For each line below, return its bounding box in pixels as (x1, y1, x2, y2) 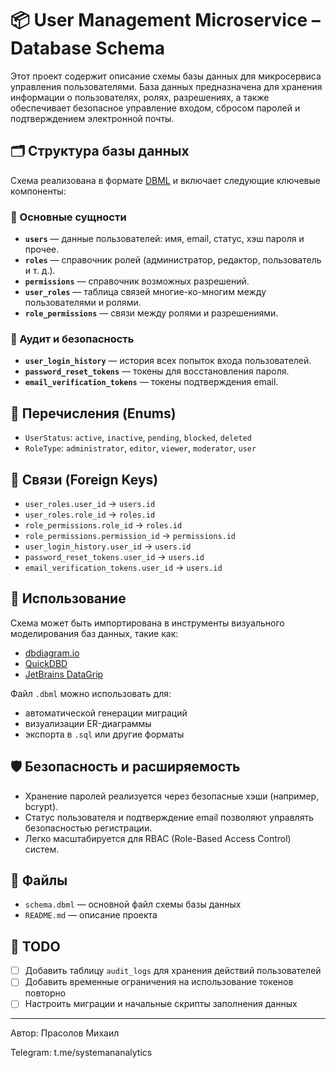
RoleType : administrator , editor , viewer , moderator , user (24, 442, 257, 454)
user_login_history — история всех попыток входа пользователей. (24, 355, 312, 367)
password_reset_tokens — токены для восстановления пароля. (24, 365, 290, 377)
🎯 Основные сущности (10, 210, 127, 224)
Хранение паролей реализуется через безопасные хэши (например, (24, 790, 320, 802)
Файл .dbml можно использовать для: (10, 687, 172, 699)
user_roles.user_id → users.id (24, 497, 156, 509)
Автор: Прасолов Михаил (10, 1027, 120, 1039)
